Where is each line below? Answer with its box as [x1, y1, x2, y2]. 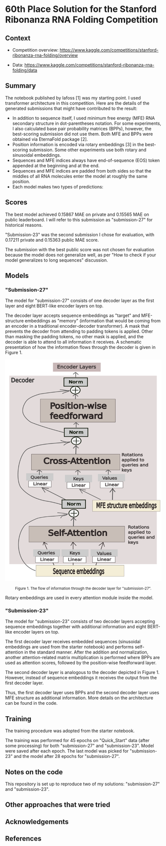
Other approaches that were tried [5, 801, 111, 809]
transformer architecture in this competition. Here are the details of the [5, 100, 150, 106]
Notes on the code [5, 767, 63, 776]
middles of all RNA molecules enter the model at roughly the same [12, 173, 148, 179]
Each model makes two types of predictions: [12, 184, 104, 189]
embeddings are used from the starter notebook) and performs [5, 644, 134, 650]
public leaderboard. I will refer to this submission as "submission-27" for [5, 216, 153, 222]
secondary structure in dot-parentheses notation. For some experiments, [12, 120, 162, 126]
